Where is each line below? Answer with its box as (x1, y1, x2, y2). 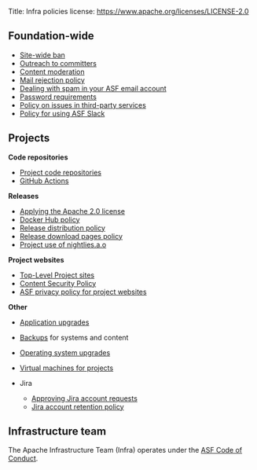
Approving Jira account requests (31, 393, 138, 403)
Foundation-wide (8, 29, 94, 42)
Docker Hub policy (19, 215, 80, 224)
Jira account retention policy (31, 402, 124, 411)
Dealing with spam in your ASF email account (19, 83, 167, 93)
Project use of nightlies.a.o (19, 240, 107, 249)
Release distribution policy (19, 223, 106, 233)
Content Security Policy (19, 278, 97, 288)
